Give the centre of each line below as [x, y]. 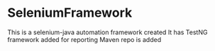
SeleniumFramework [70, 13]
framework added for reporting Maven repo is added [84, 39]
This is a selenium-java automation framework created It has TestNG [107, 32]
